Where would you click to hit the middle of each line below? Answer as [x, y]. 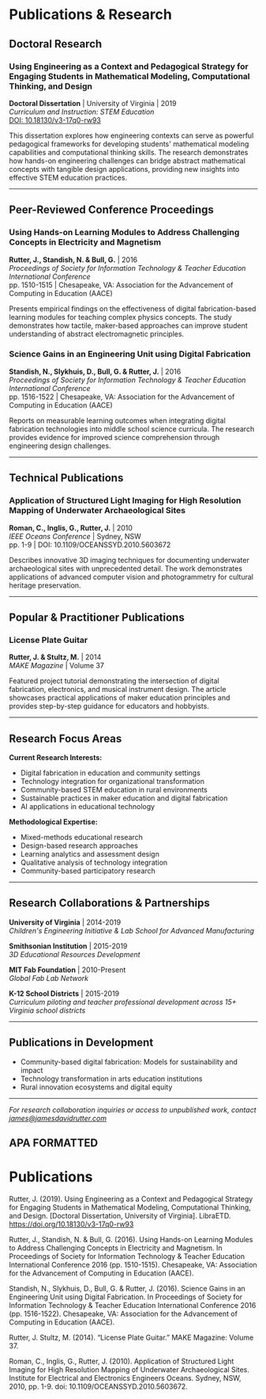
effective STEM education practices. [68, 177]
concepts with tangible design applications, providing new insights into [124, 169]
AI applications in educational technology [88, 807]
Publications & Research [90, 15]
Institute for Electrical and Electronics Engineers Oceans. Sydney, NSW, [125, 1378]
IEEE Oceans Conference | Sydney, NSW [75, 536]
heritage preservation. [45, 585]
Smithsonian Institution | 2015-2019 [68, 946]
